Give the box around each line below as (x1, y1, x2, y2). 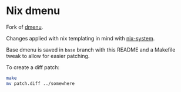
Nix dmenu (6, 4, 61, 18)
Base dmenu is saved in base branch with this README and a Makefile (6, 46, 176, 53)
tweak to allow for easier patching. (6, 52, 90, 59)
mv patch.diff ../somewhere (6, 80, 75, 86)
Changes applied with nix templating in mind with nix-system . (6, 35, 155, 42)
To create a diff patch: (6, 63, 60, 71)
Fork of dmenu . (6, 23, 43, 30)
